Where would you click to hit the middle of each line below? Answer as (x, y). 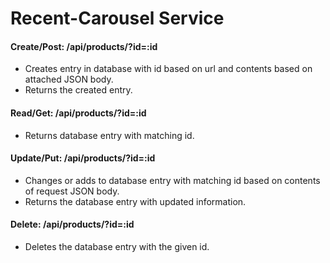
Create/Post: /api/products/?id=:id (84, 46)
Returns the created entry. (78, 90)
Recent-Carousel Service (117, 18)
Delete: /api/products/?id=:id (72, 224)
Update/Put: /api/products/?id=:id (83, 158)
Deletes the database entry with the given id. (117, 246)
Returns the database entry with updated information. (135, 201)
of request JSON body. (72, 191)
